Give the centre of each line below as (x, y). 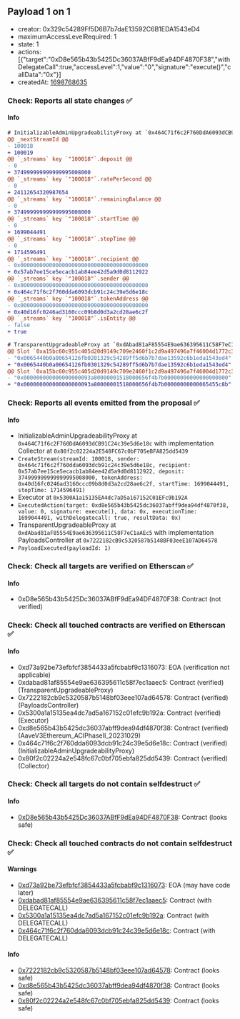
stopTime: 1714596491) (51, 491)
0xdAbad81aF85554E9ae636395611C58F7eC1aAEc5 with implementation (116, 533)
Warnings (22, 869)
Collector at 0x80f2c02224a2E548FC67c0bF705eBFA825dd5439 (103, 451)
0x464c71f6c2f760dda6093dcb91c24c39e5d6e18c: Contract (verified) (122, 743)
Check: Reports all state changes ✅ (70, 101)
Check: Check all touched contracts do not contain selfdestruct (120, 843)
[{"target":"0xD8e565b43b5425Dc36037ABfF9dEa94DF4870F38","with (124, 59)
